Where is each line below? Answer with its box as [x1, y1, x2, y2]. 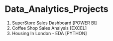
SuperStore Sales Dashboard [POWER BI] [11, 20, 97, 26]
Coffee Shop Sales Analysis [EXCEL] [11, 25, 87, 31]
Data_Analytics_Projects [4, 3, 109, 15]
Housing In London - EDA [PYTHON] [11, 30, 87, 36]
